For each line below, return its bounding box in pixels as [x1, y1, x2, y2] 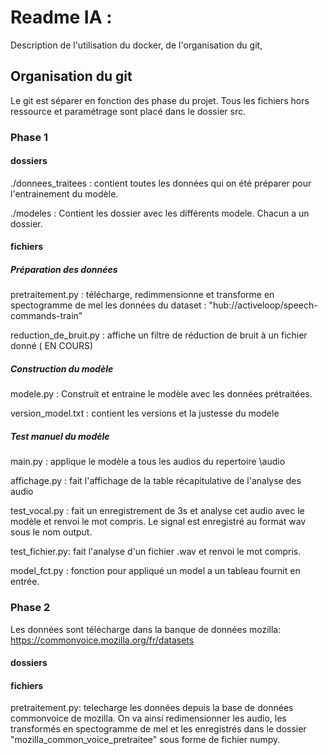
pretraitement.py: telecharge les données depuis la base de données [10, 702, 294, 714]
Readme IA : [10, 6, 113, 29]
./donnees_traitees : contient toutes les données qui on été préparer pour [10, 177, 312, 189]
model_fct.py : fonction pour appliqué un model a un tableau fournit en [10, 565, 301, 577]
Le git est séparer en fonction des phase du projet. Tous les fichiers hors [10, 94, 310, 106]
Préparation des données [10, 264, 118, 276]
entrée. [10, 576, 40, 588]
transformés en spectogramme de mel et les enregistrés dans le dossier [10, 723, 307, 735]
